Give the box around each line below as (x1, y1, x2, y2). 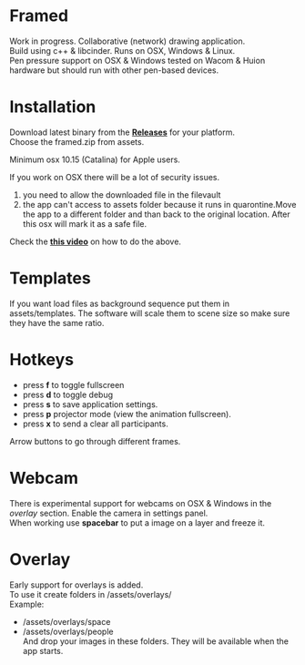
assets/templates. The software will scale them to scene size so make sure (9, 307, 290, 319)
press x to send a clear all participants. (22, 418, 168, 429)
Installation (9, 97, 97, 118)
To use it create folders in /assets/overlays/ (9, 588, 172, 599)
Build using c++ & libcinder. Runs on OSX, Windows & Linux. (9, 45, 236, 56)
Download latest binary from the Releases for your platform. (9, 127, 235, 138)
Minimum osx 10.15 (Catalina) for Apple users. (9, 154, 180, 165)
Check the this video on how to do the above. (9, 236, 182, 247)
